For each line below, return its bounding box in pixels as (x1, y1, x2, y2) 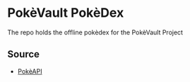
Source (7, 48, 40, 60)
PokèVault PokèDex (7, 5, 124, 21)
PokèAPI (17, 67, 42, 75)
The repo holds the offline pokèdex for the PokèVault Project (7, 28, 184, 36)
